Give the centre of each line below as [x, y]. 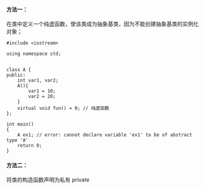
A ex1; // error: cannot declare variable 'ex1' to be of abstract [105, 135]
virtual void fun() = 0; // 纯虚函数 [63, 109]
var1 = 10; [42, 91]
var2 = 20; [42, 97]
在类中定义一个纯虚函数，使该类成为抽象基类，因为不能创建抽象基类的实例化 [103, 24]
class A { [19, 70]
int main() [20, 124]
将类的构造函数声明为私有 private [48, 180]
